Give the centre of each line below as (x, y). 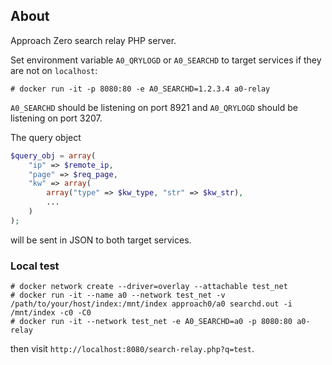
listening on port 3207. (56, 118)
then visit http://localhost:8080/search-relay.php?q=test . (132, 349)
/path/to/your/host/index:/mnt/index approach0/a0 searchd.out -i (151, 304)
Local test (35, 266)
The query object (46, 137)
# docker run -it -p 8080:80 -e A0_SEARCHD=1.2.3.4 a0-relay (140, 89)
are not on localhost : (54, 70)
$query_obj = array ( (53, 155)
